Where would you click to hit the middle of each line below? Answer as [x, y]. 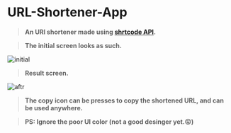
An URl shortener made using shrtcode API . [90, 32]
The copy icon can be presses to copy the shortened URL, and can [124, 100]
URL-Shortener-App [67, 12]
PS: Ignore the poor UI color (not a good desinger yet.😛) [109, 122]
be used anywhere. [53, 108]
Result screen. [46, 73]
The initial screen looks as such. [73, 45]
